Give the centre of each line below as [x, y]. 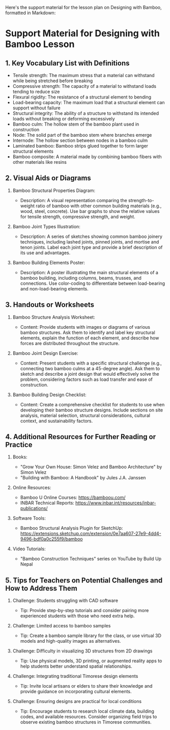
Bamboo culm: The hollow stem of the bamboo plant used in [76, 124]
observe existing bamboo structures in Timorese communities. [86, 722]
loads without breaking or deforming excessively [64, 119]
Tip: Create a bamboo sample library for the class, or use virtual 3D [91, 636]
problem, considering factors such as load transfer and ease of [86, 379]
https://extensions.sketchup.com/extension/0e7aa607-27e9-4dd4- [91, 533]
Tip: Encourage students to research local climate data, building [87, 711]
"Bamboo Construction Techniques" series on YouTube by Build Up [91, 559]
